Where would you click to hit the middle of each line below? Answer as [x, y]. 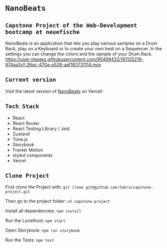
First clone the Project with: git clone [45, 187]
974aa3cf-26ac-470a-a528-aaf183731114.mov [53, 65]
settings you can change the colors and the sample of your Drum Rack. [79, 54]
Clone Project [27, 176]
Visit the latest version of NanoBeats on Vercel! [54, 91]
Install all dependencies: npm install [43, 211]
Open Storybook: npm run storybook [43, 230]
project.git [18, 192]
